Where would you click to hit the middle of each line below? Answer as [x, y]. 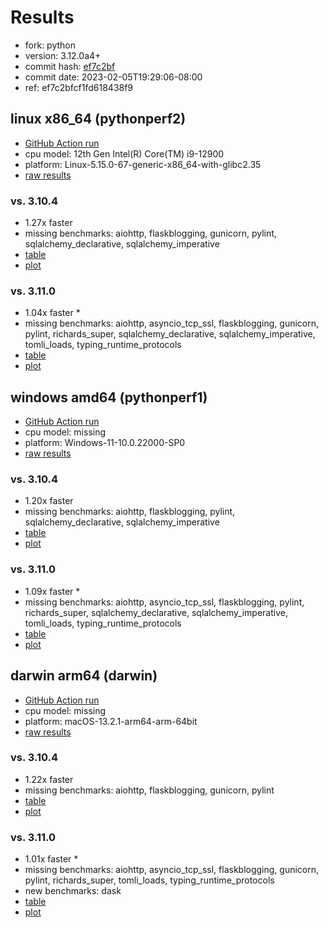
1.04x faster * [52, 313]
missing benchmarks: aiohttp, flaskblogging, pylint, [130, 512]
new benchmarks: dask [73, 891]
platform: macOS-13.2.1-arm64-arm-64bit [111, 721]
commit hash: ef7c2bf [70, 66]
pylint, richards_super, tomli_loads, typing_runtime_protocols [149, 880]
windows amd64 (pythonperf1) [109, 397]
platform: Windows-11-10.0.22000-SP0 [105, 443]
